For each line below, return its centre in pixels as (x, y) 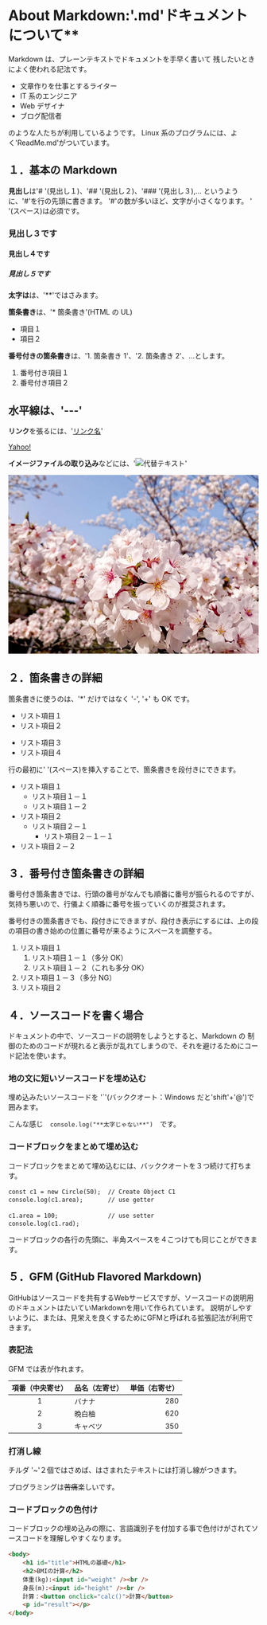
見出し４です (29, 254)
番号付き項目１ (44, 373)
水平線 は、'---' (45, 410)
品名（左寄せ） (99, 1388)
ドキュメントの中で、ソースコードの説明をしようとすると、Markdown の (127, 1036)
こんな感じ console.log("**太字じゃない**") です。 (94, 1124)
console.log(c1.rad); (44, 1224)
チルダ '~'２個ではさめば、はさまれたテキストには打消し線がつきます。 (124, 1470)
